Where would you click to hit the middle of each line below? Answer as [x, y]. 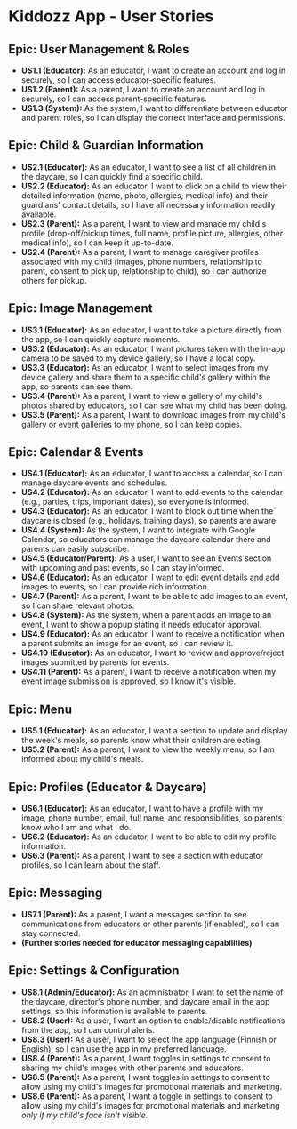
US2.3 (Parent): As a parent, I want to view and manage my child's [144, 223]
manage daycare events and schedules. [94, 483]
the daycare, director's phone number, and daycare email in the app [145, 1001]
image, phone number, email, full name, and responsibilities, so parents [152, 818]
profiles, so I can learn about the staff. [91, 865]
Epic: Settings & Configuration [94, 971]
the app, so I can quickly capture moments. [100, 339]
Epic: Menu [40, 709]
